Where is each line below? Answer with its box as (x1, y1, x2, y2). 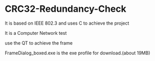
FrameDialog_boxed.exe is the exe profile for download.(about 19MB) (5, 50, 150, 56)
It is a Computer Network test (5, 30, 67, 36)
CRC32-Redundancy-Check (5, 3, 126, 15)
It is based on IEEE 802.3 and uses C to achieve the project (5, 20, 129, 26)
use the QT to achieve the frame (5, 39, 73, 46)
